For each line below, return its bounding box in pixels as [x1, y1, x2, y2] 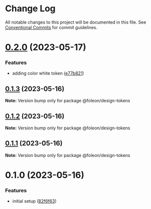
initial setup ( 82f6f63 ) [12, 198, 57, 204]
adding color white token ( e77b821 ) [12, 70, 85, 76]
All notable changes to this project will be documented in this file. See [5, 19, 147, 25]
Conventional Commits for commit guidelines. [5, 24, 97, 30]
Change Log [5, 3, 56, 14]
